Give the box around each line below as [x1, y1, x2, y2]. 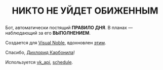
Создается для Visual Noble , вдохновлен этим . [5, 40, 106, 46]
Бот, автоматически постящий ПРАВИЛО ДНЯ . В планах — [5, 25, 133, 31]
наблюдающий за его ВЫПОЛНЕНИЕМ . [5, 30, 91, 36]
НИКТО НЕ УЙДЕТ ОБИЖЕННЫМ [12, 5, 158, 17]
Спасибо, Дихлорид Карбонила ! [5, 49, 75, 55]
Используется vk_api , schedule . [5, 59, 73, 65]
